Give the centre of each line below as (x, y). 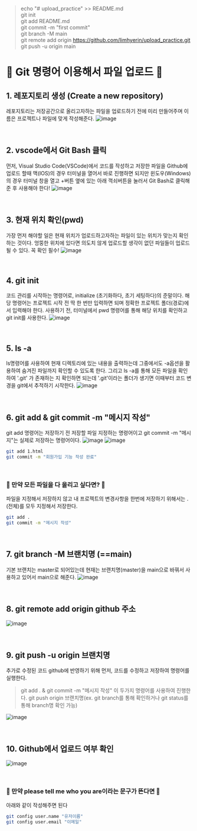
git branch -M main (44, 34)
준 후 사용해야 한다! (28, 188)
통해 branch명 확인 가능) (49, 705)
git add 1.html (25, 452)
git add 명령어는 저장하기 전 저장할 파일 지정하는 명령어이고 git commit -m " (94, 433)
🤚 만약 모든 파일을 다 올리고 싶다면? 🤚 (56, 485)
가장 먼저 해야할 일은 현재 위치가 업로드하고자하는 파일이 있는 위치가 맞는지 (92, 235)
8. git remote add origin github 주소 (71, 609)
